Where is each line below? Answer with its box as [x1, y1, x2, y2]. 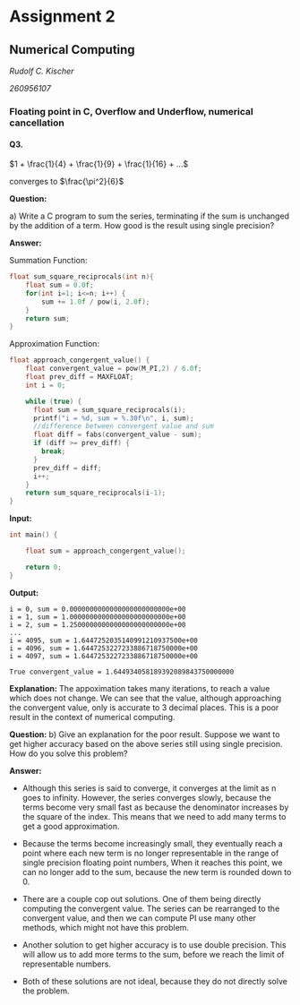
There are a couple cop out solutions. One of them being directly [21, 893, 261, 904]
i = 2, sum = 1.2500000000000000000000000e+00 [9, 620, 186, 629]
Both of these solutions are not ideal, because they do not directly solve [21, 975, 288, 986]
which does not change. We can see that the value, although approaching [9, 692, 282, 703]
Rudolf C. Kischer [9, 65, 74, 76]
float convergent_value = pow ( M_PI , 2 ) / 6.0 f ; [25, 365, 202, 374]
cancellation [9, 116, 64, 129]
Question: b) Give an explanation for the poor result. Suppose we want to [9, 728, 280, 740]
